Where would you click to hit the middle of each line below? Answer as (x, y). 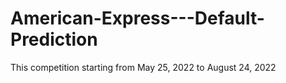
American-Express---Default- (137, 18)
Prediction (54, 39)
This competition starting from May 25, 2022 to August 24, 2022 (143, 67)
